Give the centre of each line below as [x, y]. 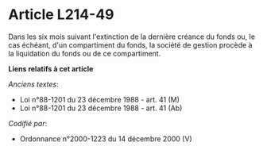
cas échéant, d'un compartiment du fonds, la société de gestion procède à [130, 44]
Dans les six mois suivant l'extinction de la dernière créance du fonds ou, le [132, 37]
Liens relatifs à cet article [51, 68]
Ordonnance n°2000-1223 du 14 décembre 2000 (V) [106, 138]
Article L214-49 [61, 15]
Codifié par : [28, 123]
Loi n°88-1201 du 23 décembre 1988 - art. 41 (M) [100, 99]
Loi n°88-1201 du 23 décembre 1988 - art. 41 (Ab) [101, 108]
